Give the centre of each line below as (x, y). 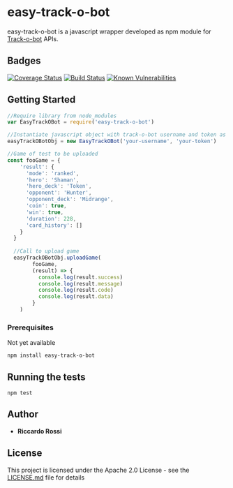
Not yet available (31, 343)
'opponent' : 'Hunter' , (59, 193)
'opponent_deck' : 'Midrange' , (69, 200)
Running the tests (46, 377)
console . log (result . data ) (76, 297)
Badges (24, 61)
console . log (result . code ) (76, 290)
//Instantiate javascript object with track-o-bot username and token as (117, 135)
